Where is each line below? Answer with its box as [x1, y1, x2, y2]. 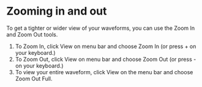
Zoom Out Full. [15, 75, 53, 82]
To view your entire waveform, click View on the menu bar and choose [15, 68, 193, 75]
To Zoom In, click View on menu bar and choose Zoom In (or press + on [15, 43, 196, 50]
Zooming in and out [6, 4, 107, 18]
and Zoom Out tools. [6, 30, 58, 38]
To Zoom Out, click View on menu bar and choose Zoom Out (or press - [15, 55, 196, 63]
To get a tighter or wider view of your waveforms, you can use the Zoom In [6, 24, 195, 32]
